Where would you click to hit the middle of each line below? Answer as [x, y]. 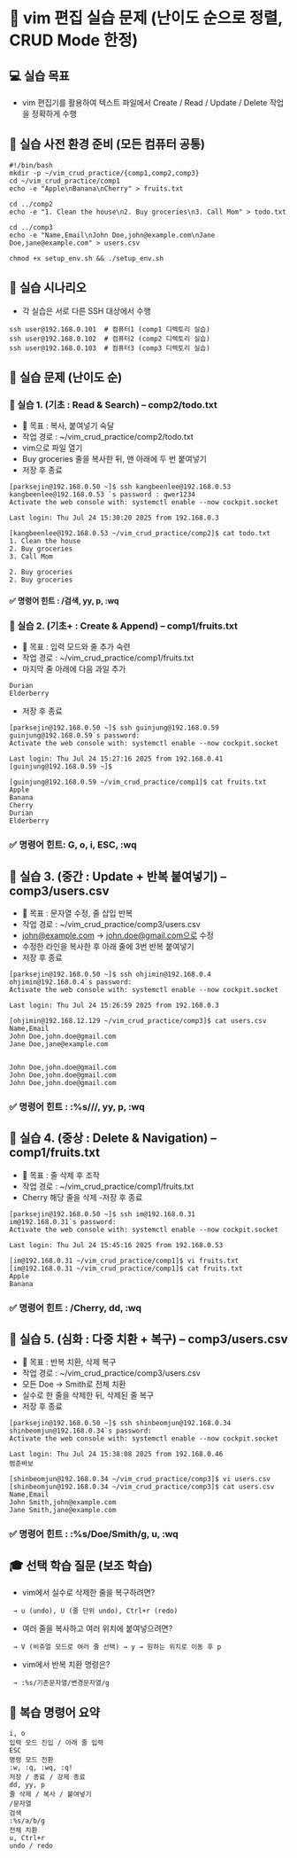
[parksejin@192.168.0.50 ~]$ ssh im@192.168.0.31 [103, 1214]
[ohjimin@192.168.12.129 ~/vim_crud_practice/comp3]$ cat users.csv [138, 1020]
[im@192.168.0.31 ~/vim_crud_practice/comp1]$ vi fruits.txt [124, 1261]
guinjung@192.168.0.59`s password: [75, 736]
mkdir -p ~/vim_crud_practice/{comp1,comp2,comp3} [104, 173]
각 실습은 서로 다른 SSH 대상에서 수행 [87, 310]
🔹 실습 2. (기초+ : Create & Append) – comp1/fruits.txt [124, 626]
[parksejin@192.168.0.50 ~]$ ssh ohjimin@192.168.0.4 [110, 974]
